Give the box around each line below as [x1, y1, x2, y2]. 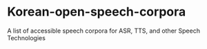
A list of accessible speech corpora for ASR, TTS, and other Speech [7, 27, 200, 35]
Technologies [7, 33, 46, 42]
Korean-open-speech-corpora [7, 4, 186, 20]
